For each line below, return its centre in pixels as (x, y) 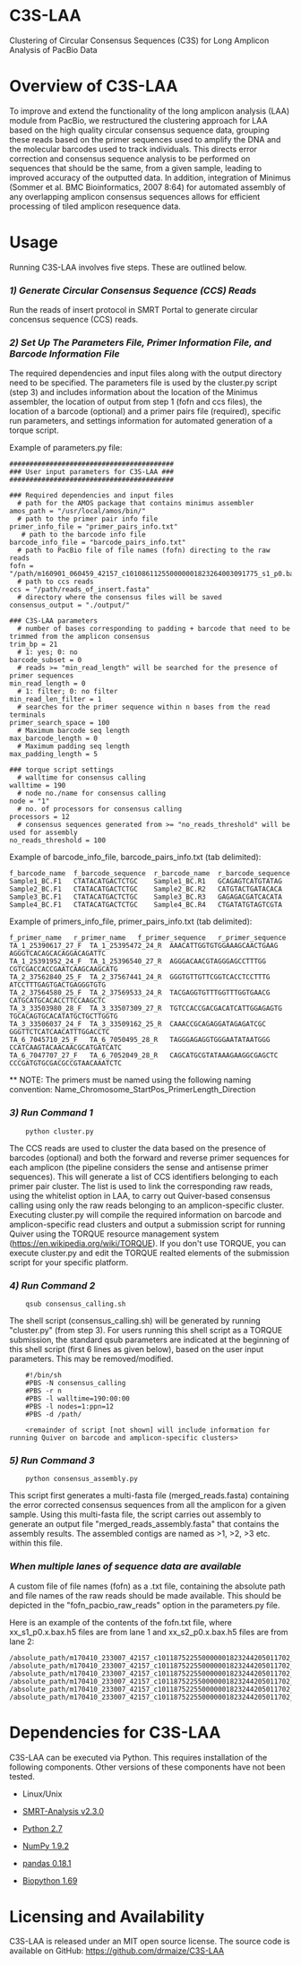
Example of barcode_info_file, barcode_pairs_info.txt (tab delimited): (135, 858)
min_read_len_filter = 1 (56, 700)
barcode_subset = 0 (46, 660)
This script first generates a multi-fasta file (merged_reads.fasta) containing (149, 1495)
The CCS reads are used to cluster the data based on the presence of (138, 1148)
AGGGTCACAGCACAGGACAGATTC (57, 954)
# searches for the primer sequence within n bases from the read (144, 707)
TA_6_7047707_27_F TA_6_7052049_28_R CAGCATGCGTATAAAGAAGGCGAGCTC (144, 1056)
